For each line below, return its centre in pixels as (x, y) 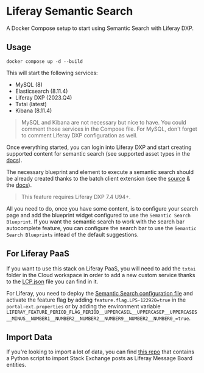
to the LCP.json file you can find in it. (52, 281)
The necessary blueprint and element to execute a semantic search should (100, 172)
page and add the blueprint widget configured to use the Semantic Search (98, 215)
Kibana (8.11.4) (33, 110)
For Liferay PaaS (38, 254)
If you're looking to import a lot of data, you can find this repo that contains (100, 352)
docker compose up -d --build (45, 61)
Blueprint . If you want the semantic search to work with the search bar (95, 222)
